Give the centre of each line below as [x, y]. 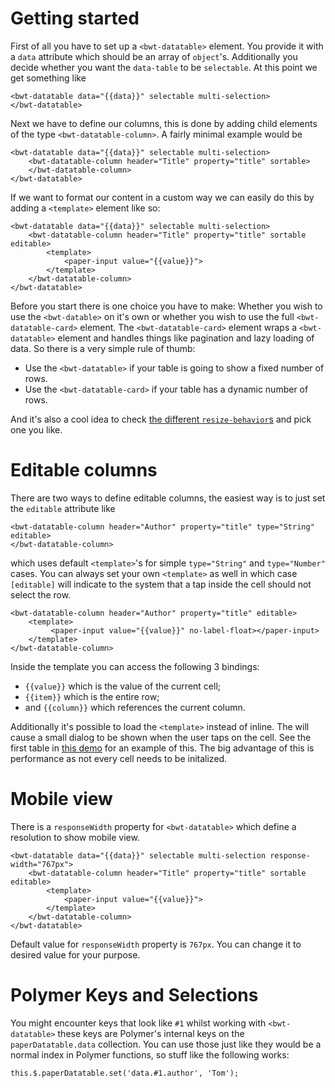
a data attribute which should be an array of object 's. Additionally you [154, 56]
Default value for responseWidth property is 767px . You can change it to [156, 944]
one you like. [36, 429]
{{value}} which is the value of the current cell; [123, 686]
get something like [48, 78]
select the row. [41, 594]
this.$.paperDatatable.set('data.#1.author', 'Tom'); [125, 1073]
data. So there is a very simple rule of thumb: [103, 348]
